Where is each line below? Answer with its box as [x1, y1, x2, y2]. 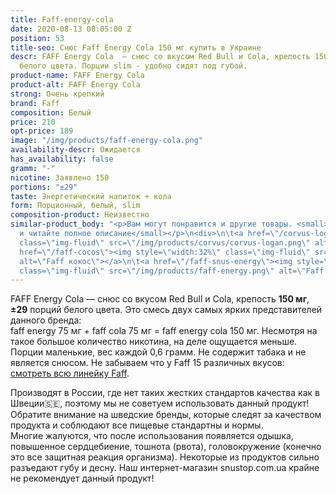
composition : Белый [10, 107, 92, 118]
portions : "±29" [10, 182, 78, 192]
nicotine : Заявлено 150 [10, 172, 110, 183]
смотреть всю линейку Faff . [10, 367, 130, 380]
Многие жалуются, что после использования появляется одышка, [10, 430, 294, 442]
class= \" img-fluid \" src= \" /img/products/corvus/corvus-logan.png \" [19, 237, 311, 248]
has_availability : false [10, 154, 114, 164]
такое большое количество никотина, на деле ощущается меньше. [10, 336, 298, 348]
